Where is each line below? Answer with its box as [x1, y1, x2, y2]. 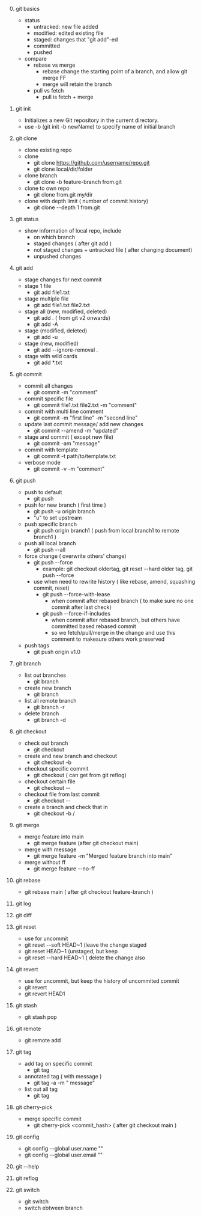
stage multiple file [24, 295, 69, 302]
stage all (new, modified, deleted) [24, 308, 107, 315]
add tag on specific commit [24, 1060, 92, 1067]
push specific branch [24, 521, 77, 528]
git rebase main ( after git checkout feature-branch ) [24, 888, 154, 895]
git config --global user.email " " [24, 1151, 103, 1158]
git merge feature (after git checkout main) [33, 840, 139, 846]
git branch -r [33, 703, 65, 710]
